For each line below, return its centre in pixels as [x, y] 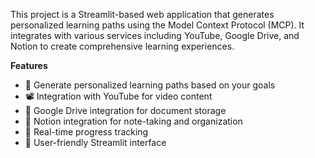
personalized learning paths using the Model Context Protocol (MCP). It [157, 25]
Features [29, 65]
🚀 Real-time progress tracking [86, 132]
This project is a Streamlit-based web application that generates [142, 14]
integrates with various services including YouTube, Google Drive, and [155, 35]
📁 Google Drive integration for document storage [125, 110]
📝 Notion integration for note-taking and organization [133, 121]
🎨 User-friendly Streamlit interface [95, 142]
